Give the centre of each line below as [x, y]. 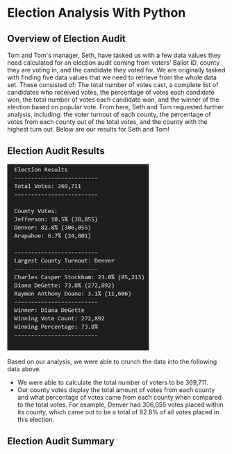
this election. [35, 419]
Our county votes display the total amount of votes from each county [116, 390]
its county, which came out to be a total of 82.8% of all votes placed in [118, 412]
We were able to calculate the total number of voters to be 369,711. [113, 382]
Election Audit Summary [61, 441]
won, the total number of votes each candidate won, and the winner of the [113, 100]
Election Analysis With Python [97, 13]
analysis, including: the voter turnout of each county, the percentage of [109, 114]
